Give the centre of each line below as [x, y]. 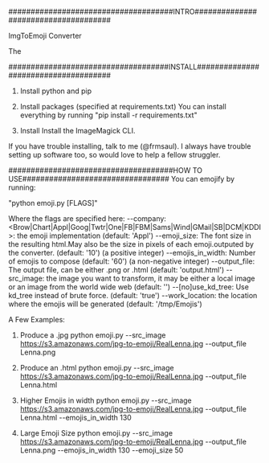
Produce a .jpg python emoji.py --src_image [93, 335]
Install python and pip [56, 91]
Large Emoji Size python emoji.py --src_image [96, 433]
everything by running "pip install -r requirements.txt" [109, 115]
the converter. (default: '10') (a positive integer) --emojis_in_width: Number [132, 253]
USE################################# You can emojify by [122, 179]
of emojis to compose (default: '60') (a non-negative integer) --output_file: [132, 261]
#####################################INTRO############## [133, 12]
